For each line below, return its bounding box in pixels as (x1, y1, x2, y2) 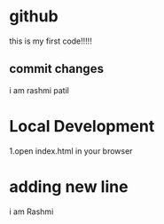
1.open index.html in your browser (9, 145, 133, 156)
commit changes (9, 61, 105, 76)
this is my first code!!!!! (9, 36, 93, 46)
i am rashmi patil (9, 84, 69, 95)
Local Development (9, 116, 155, 136)
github (9, 6, 59, 27)
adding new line (9, 176, 129, 196)
